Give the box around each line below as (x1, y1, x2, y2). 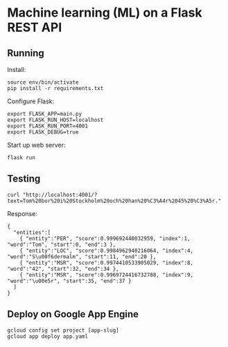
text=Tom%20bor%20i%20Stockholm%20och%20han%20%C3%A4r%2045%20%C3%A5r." (7, 197, 222, 204)
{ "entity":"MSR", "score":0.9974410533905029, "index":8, (19, 259, 194, 266)
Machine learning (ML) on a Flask (7, 5, 202, 21)
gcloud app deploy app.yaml (7, 332, 89, 340)
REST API (7, 19, 62, 35)
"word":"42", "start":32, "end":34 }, (7, 265, 119, 272)
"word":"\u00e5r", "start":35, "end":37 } (7, 277, 132, 285)
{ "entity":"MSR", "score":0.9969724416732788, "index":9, (19, 272, 194, 278)
